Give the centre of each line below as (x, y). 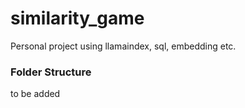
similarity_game (77, 18)
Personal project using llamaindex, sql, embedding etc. (123, 46)
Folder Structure (51, 72)
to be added (35, 94)
